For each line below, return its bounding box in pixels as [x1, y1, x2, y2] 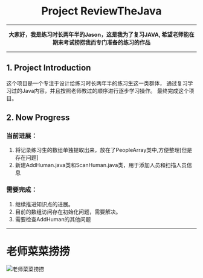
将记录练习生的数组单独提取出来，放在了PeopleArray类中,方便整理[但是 [14, 147, 192, 154]
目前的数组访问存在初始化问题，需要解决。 [14, 208, 121, 215]
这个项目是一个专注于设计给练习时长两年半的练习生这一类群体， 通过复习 [6, 80, 188, 87]
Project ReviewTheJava [41, 4, 162, 18]
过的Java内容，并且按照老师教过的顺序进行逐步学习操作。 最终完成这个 [11, 87, 189, 94]
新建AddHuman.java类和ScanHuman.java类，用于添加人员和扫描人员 [14, 162, 187, 169]
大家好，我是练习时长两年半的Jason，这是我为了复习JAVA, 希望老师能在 [8, 31, 195, 39]
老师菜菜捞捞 [6, 244, 71, 258]
